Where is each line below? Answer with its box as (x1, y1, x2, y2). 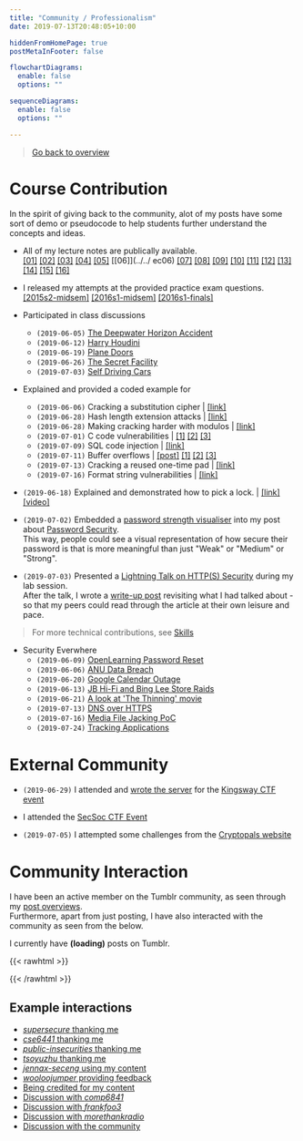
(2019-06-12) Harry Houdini (35, 337, 141, 348)
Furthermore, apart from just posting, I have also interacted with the (9, 910, 264, 921)
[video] (22, 497, 50, 508)
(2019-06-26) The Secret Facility (35, 356, 158, 367)
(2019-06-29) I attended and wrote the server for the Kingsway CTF (22, 785, 277, 796)
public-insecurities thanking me (22, 1043, 142, 1054)
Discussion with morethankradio (22, 1111, 145, 1122)
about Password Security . (22, 524, 120, 535)
